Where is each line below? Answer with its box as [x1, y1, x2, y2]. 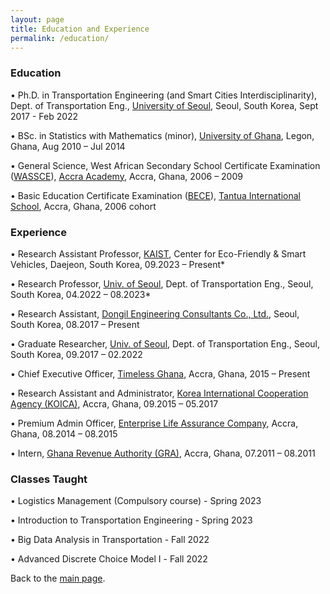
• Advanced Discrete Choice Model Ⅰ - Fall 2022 [10, 553, 208, 565]
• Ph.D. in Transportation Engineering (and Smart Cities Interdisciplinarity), [10, 89, 318, 101]
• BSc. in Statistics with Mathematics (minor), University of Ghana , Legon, [10, 129, 315, 141]
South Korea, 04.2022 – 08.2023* [10, 288, 152, 300]
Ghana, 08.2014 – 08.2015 [10, 427, 118, 440]
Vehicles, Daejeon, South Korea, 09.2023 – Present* [10, 258, 226, 270]
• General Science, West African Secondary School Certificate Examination [10, 159, 321, 171]
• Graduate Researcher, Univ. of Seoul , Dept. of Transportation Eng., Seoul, [10, 337, 321, 350]
